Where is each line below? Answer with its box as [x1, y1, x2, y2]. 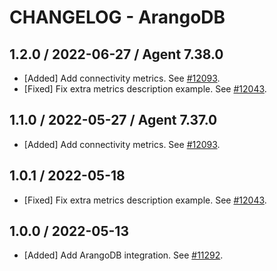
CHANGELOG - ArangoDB [9, 6, 226, 29]
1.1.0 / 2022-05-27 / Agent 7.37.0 [9, 112, 218, 129]
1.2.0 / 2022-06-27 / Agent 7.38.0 [9, 46, 224, 63]
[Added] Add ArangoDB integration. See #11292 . [23, 249, 224, 261]
